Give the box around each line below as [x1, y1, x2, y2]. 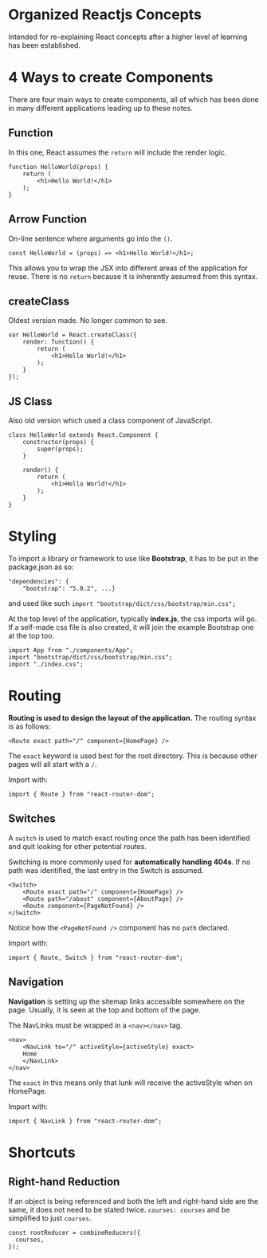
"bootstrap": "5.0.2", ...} [22, 584, 116, 593]
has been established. [8, 40, 81, 49]
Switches [8, 812, 56, 826]
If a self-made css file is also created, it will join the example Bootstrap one [8, 623, 254, 632]
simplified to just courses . [8, 1213, 92, 1223]
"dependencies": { [8, 578, 69, 586]
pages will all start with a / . [8, 760, 97, 769]
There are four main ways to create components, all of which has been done [8, 94, 259, 104]
